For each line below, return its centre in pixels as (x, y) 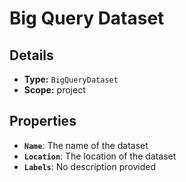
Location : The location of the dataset (100, 156)
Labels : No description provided (89, 166)
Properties (43, 121)
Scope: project (54, 90)
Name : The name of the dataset (86, 145)
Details (31, 55)
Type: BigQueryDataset (71, 79)
